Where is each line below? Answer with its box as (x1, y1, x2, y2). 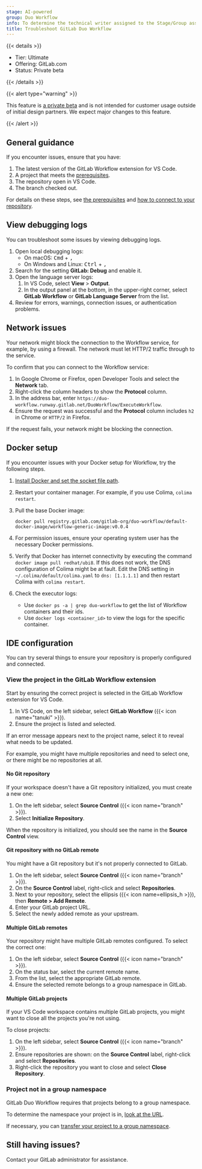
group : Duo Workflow (6, 14, 58, 21)
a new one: (6, 790, 34, 797)
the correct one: (6, 944, 46, 951)
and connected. (6, 660, 45, 667)
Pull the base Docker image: (14, 506, 85, 514)
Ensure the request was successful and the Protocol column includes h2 (14, 407, 194, 414)
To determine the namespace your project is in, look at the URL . (6, 1110, 164, 1118)
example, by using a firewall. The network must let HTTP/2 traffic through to (6, 345, 195, 352)
